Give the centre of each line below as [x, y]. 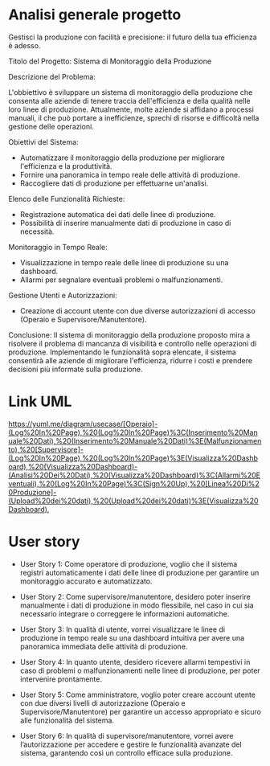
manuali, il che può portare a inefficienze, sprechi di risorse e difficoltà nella [134, 117]
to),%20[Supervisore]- [46, 449]
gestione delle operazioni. [51, 126]
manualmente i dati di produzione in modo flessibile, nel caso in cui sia [137, 605]
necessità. [37, 231]
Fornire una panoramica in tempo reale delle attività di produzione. [130, 174]
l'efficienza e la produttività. [66, 166]
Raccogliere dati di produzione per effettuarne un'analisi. [114, 183]
